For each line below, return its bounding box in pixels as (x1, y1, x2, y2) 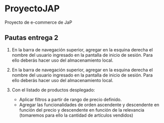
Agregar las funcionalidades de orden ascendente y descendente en (19, 102, 160, 108)
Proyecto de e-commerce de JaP (4, 19, 72, 25)
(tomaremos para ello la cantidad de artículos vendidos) (19, 112, 133, 118)
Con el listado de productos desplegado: (11, 87, 95, 93)
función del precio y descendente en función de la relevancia (19, 107, 145, 113)
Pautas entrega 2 (4, 34, 58, 42)
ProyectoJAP (4, 3, 60, 14)
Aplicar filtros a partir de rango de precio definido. (19, 96, 122, 102)
